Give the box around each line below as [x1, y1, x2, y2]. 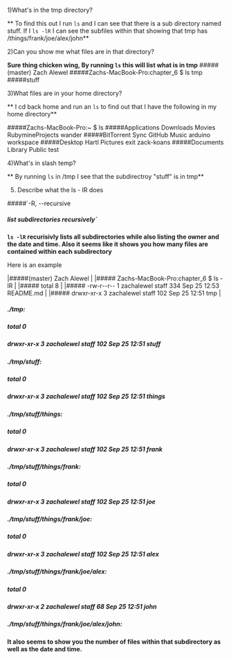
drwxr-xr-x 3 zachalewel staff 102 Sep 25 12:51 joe [7, 497, 156, 506]
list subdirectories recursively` [7, 215, 98, 223]
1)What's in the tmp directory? [7, 6, 93, 14]
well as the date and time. [7, 644, 83, 653]
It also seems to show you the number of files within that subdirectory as [7, 637, 221, 646]
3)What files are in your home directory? [7, 89, 122, 97]
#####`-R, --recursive [7, 199, 71, 207]
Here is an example [7, 260, 62, 269]
